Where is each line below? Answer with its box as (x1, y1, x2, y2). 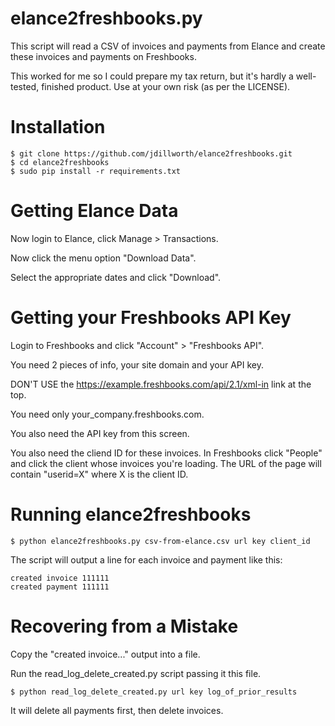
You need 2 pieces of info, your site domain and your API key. (10, 358, 264, 371)
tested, (10, 80, 40, 92)
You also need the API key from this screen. (10, 427, 190, 439)
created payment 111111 (10, 582, 110, 592)
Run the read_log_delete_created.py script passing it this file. (10, 667, 262, 679)
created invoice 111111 (10, 573, 110, 583)
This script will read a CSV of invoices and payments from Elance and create (10, 40, 326, 52)
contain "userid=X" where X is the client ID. (10, 468, 189, 480)
